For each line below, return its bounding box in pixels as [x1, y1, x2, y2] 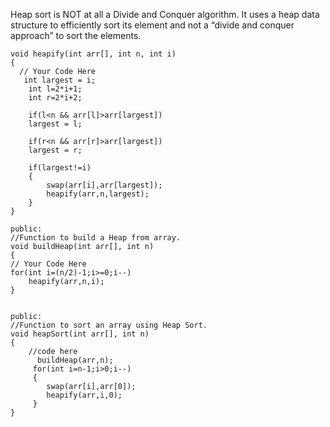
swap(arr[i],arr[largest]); [46, 180, 163, 190]
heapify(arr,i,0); [46, 390, 123, 400]
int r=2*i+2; [28, 93, 83, 103]
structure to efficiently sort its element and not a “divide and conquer [10, 19, 295, 31]
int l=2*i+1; [28, 84, 83, 94]
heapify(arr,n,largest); [46, 189, 150, 199]
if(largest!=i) [28, 163, 92, 173]
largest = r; [28, 145, 83, 155]
